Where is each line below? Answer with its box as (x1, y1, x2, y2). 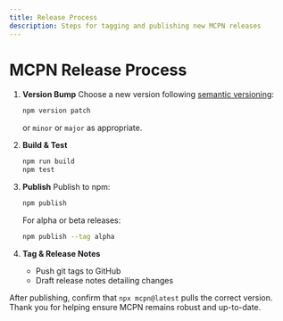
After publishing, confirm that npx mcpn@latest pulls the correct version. (9, 292, 273, 303)
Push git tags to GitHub (35, 265, 121, 276)
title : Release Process (9, 12, 98, 22)
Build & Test (21, 140, 68, 151)
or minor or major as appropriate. (21, 122, 143, 134)
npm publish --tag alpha (21, 232, 115, 241)
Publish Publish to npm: (21, 182, 111, 193)
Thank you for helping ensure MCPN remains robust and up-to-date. (9, 301, 262, 312)
